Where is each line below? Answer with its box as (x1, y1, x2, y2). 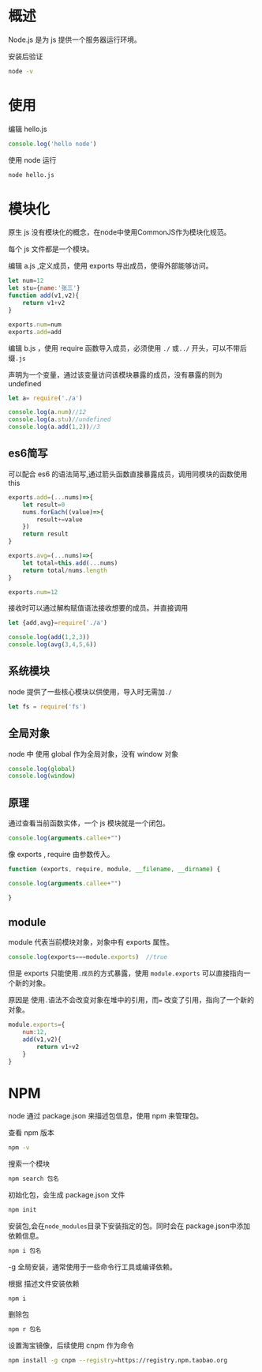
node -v (8, 67, 34, 75)
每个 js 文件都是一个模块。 (8, 244, 94, 254)
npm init (8, 1206, 37, 1214)
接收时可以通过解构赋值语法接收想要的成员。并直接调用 (8, 603, 188, 613)
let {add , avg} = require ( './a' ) (8, 619, 108, 627)
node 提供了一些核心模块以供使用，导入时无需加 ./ (8, 686, 172, 696)
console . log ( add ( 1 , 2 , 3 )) (8, 633, 90, 641)
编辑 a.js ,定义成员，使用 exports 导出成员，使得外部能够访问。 (8, 261, 213, 271)
